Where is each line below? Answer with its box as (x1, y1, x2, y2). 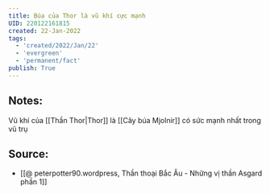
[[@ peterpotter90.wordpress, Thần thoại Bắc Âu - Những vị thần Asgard (19, 168, 263, 178)
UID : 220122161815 (8, 19, 70, 27)
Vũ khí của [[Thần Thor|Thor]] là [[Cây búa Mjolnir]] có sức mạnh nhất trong (8, 115, 262, 125)
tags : (8, 34, 27, 43)
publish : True (8, 64, 56, 72)
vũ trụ (8, 124, 28, 134)
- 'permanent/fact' (15, 57, 81, 65)
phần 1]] (19, 177, 48, 187)
